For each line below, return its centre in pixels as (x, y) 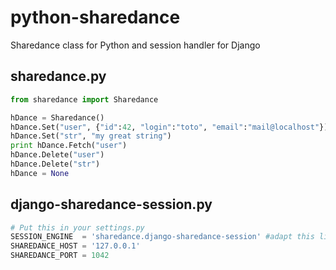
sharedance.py (58, 76)
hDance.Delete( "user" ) (57, 155)
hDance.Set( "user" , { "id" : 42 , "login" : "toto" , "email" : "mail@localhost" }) (169, 127)
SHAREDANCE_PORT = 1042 (60, 256)
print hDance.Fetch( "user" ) (69, 146)
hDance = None (40, 173)
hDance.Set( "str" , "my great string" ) (91, 136)
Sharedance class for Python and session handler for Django (135, 45)
